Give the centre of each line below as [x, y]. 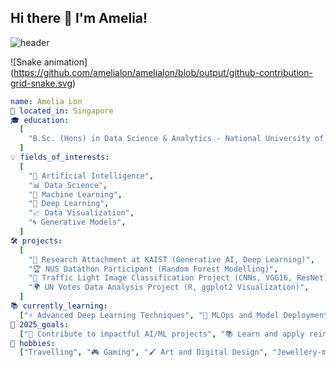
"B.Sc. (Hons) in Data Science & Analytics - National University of [176, 139]
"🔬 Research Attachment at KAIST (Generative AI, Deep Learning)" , [171, 259]
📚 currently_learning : [59, 306]
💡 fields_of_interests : [60, 157]
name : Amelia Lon [46, 101]
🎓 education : [40, 120]
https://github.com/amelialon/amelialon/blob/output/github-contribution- [163, 72]
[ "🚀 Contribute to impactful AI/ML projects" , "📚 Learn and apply [162, 334]
